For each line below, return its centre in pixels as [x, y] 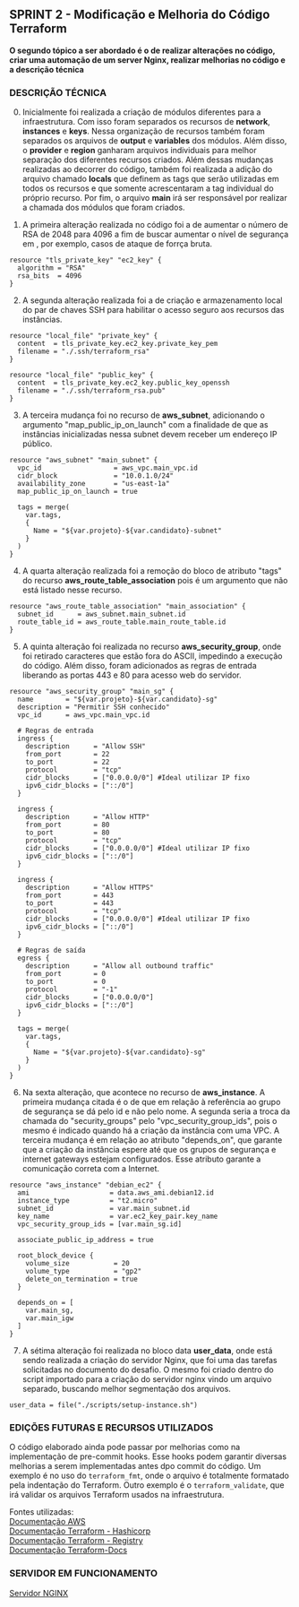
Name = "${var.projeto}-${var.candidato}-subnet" [127, 531]
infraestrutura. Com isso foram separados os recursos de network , [146, 122]
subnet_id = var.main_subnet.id [104, 1209]
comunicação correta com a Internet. [90, 1169]
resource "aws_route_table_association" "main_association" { [128, 607]
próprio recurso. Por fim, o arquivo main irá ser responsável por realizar [155, 198]
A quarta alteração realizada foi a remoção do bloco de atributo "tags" [152, 571]
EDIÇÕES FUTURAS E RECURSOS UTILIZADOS [111, 1428]
